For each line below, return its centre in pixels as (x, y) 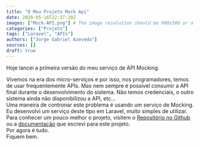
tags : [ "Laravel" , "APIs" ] (40, 34)
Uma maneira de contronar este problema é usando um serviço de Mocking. (100, 105)
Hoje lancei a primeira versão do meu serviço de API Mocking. (83, 68)
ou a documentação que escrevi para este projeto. (68, 124)
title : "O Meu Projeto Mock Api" (48, 12)
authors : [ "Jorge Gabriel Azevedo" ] (52, 39)
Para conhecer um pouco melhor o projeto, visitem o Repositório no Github (98, 117)
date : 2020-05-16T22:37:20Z (41, 17)
